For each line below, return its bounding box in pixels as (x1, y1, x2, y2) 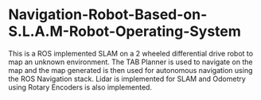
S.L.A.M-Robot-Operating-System (8, 22, 241, 40)
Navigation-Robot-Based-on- (8, 6, 208, 24)
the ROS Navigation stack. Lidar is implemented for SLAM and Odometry (8, 74, 247, 83)
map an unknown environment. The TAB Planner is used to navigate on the (8, 57, 253, 67)
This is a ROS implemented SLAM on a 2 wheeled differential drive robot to (8, 48, 253, 58)
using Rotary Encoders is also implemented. (8, 82, 153, 92)
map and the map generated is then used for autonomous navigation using (8, 65, 253, 75)
